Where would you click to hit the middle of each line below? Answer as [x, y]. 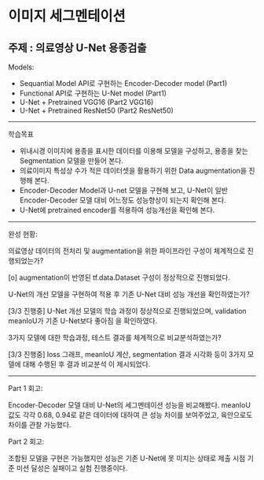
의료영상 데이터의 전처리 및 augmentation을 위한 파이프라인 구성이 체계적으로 [127, 251]
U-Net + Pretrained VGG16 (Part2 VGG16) [86, 102]
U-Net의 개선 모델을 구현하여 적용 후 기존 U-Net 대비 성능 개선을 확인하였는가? [129, 294]
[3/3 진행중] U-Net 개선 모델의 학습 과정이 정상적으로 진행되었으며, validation [127, 311]
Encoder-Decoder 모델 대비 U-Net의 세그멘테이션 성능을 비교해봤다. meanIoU [130, 405]
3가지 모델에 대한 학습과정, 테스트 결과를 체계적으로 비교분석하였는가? [115, 337]
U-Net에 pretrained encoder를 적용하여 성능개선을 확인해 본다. [117, 210]
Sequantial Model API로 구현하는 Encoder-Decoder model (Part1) [123, 83]
